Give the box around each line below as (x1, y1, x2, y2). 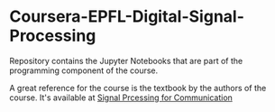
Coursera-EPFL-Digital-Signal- (9, 6, 245, 27)
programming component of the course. (9, 65, 159, 76)
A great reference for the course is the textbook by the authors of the (9, 82, 267, 93)
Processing (9, 25, 96, 46)
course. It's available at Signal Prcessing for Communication (9, 92, 233, 103)
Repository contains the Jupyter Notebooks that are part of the (9, 55, 243, 66)
